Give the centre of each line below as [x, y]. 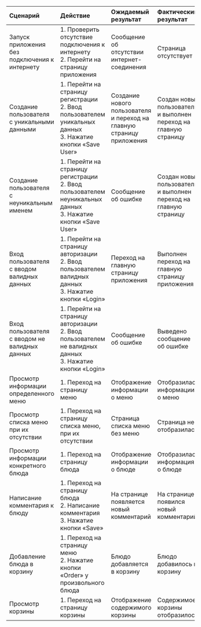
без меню [125, 433]
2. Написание [80, 505]
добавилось [175, 564]
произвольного [82, 583]
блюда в [22, 564]
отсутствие [76, 37]
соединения [129, 67]
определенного [32, 394]
